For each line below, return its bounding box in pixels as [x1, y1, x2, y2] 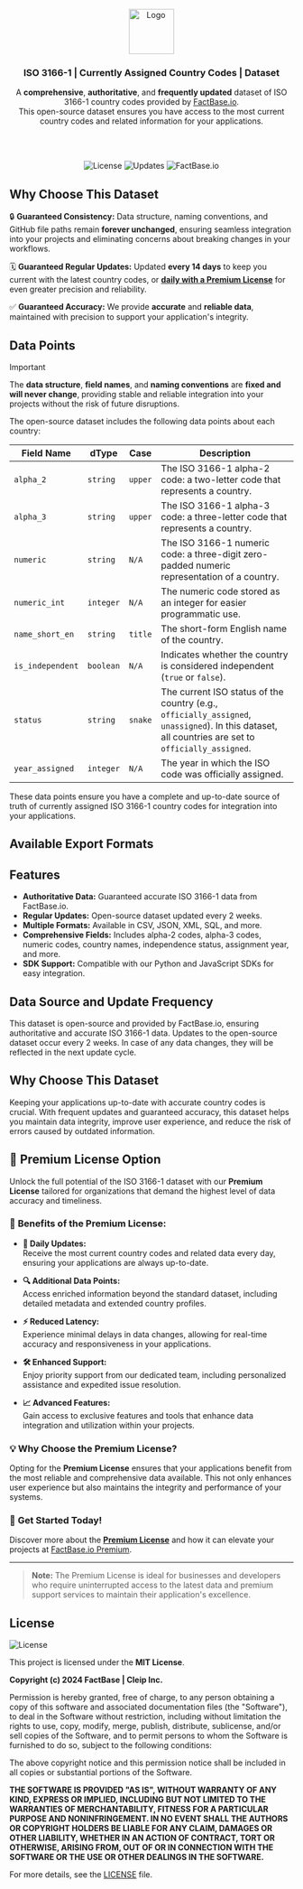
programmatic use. [161, 608, 241, 620]
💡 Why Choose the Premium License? [9, 1442, 178, 1455]
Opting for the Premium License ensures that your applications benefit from [9, 1463, 292, 1474]
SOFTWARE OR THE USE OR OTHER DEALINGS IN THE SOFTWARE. [9, 1852, 264, 1863]
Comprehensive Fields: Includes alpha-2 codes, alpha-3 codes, [22, 929, 262, 941]
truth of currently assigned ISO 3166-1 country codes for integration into [9, 800, 278, 811]
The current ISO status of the [161, 685, 284, 698]
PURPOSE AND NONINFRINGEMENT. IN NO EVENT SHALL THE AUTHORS [9, 1813, 289, 1824]
